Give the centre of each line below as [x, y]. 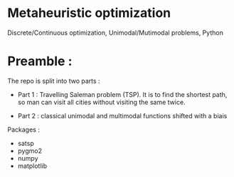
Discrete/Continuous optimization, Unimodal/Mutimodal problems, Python [116, 33]
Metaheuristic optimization [89, 13]
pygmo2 [30, 151]
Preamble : [40, 61]
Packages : [24, 130]
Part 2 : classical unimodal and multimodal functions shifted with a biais [122, 115]
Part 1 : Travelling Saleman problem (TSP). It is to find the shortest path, [122, 94]
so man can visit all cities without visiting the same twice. [102, 102]
